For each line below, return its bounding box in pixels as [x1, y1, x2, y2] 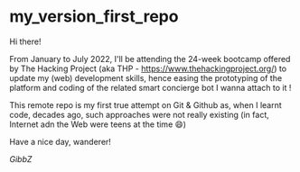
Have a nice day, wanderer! [9, 136, 111, 147]
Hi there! [9, 36, 42, 47]
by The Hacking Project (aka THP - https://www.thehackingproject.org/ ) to [9, 63, 287, 74]
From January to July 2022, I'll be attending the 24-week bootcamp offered [9, 53, 291, 64]
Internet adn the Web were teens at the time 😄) [9, 119, 187, 130]
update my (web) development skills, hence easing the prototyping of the [9, 72, 283, 83]
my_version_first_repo [9, 6, 179, 27]
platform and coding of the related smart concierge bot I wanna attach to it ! [9, 82, 292, 93]
